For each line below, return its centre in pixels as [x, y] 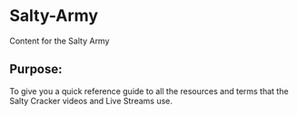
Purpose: [36, 69]
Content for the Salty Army [60, 41]
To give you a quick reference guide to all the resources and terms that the [149, 91]
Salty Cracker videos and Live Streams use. [91, 101]
